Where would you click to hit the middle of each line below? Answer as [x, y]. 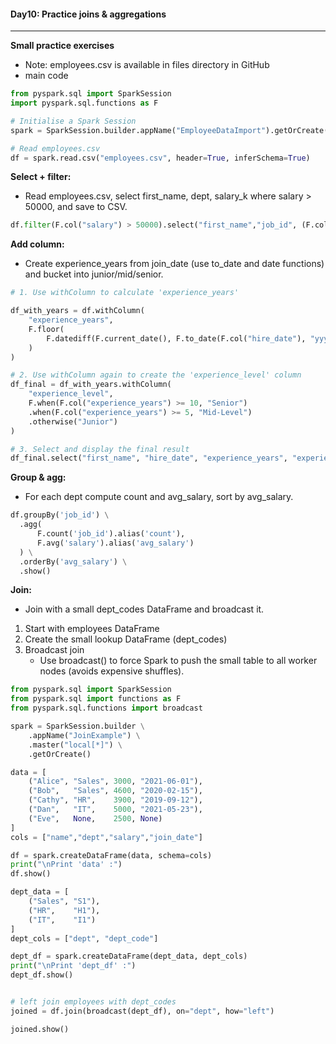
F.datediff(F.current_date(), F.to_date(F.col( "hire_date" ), [176, 338]
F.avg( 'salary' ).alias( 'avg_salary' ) [115, 543]
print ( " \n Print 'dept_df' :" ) [73, 966]
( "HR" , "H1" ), [64, 910]
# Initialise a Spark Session [73, 121]
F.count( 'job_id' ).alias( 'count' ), [111, 534]
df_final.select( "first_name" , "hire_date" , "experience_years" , [149, 458]
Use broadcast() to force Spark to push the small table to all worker [178, 661]
